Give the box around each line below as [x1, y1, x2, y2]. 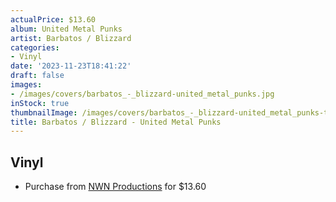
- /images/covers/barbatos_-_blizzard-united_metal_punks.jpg [10, 89, 275, 99]
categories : [10, 42, 60, 53]
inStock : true [10, 98, 70, 108]
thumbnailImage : [10, 107, 78, 118]
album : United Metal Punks [10, 24, 123, 34]
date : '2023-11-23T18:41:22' [10, 61, 132, 71]
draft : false [10, 71, 65, 81]
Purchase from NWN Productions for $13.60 [24, 181, 207, 193]
